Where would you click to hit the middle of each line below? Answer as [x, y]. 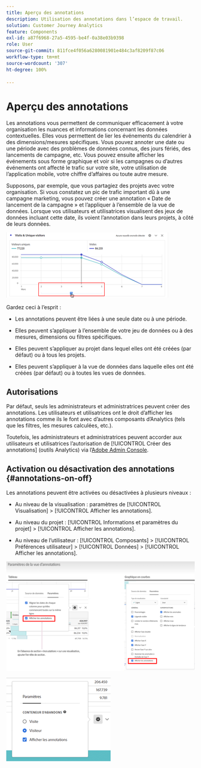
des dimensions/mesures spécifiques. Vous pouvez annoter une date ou [95, 142]
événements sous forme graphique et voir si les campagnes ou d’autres [95, 162]
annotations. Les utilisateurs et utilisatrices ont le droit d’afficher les [89, 413]
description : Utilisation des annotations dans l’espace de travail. [95, 19]
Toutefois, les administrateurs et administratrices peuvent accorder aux [94, 437]
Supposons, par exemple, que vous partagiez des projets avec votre [90, 186]
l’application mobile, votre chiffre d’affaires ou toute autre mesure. [87, 174]
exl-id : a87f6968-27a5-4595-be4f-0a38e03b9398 [65, 38]
